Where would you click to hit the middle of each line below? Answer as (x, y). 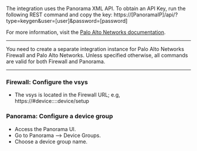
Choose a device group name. (51, 141)
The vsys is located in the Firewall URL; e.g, (67, 95)
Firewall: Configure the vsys (47, 82)
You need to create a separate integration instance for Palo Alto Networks (95, 49)
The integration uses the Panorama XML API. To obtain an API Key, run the (96, 8)
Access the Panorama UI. (45, 129)
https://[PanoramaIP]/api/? (146, 15)
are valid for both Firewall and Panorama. (56, 61)
